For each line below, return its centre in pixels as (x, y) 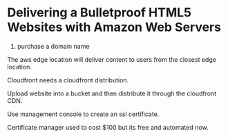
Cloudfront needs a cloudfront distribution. (68, 80)
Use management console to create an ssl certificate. (83, 114)
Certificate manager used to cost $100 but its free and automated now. (108, 127)
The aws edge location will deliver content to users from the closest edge (112, 59)
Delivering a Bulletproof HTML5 (99, 13)
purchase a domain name (53, 46)
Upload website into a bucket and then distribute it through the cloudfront (112, 93)
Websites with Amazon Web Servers (114, 27)
